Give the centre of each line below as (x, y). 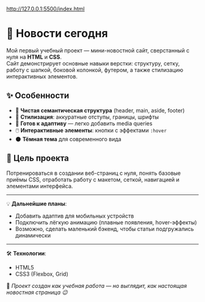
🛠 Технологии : (27, 253)
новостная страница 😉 (37, 292)
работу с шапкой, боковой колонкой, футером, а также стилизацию (95, 70)
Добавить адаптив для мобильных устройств (74, 216)
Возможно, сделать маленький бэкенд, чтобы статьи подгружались (104, 229)
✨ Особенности (38, 96)
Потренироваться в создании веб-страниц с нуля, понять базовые (94, 173)
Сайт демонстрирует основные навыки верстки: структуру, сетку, (93, 63)
